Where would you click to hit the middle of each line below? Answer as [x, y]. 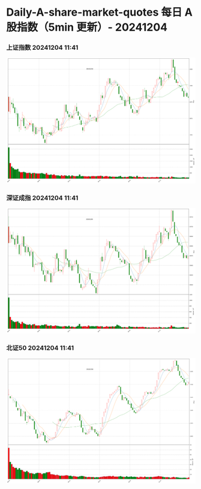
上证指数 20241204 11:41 [42, 47]
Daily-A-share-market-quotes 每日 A [100, 12]
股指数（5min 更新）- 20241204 [87, 27]
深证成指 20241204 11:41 [42, 197]
